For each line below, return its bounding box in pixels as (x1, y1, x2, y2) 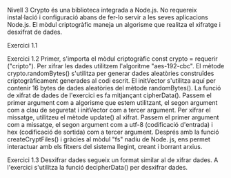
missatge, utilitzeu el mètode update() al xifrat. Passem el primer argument (7, 113, 219, 121)
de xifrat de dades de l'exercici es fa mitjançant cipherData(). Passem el (7, 91, 212, 99)
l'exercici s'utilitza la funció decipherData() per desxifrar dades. (7, 164, 188, 171)
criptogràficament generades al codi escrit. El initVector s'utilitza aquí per (7, 77, 216, 85)
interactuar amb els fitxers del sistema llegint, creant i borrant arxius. (7, 143, 203, 150)
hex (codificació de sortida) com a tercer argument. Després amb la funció (7, 128, 219, 136)
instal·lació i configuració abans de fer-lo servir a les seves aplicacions (7, 13, 208, 21)
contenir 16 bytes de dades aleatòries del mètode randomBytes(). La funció (7, 84, 221, 92)
